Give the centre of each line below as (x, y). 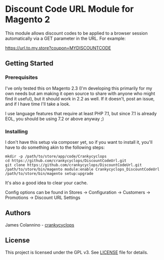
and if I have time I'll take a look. (38, 104)
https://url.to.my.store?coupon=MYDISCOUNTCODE (58, 48)
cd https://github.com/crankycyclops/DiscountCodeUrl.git (66, 161)
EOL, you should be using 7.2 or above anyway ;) (55, 119)
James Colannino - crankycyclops (40, 225)
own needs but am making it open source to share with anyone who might (80, 93)
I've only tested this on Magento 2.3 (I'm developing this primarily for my (79, 88)
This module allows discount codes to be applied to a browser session (76, 33)
